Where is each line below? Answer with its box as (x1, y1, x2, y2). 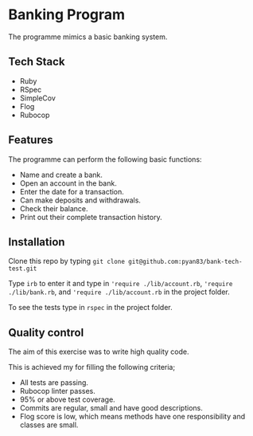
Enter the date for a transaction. (19, 187, 125, 196)
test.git (8, 265, 37, 273)
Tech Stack (8, 55, 65, 69)
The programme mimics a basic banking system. (8, 32, 168, 41)
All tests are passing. (19, 378, 89, 387)
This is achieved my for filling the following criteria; (8, 363, 176, 372)
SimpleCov (19, 93, 56, 103)
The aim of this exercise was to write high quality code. (8, 347, 189, 356)
